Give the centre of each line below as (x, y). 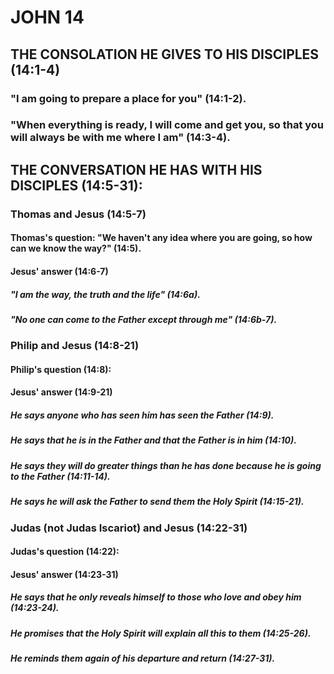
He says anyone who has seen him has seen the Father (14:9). (142, 415)
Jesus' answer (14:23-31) (64, 574)
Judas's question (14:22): (65, 552)
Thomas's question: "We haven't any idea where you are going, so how (161, 238)
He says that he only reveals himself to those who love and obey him (156, 597)
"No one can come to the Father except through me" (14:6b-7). (144, 319)
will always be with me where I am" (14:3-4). (120, 138)
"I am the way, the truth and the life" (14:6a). (105, 294)
